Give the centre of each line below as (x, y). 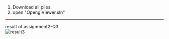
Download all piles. (32, 7)
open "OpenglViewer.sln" (39, 12)
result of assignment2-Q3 (32, 26)
